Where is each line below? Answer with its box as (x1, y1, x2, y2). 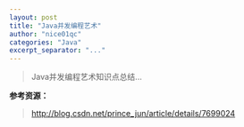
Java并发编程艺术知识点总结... (30, 72, 143, 83)
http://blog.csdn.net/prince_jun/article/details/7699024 (30, 108, 236, 119)
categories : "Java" (9, 37, 82, 47)
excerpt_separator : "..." (9, 46, 105, 55)
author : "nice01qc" (9, 29, 82, 38)
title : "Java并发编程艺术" (9, 21, 102, 30)
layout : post (9, 12, 58, 22)
